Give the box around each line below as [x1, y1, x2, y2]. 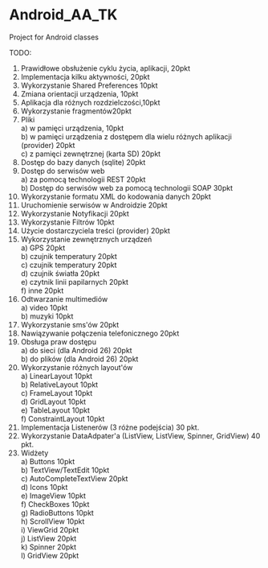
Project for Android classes [9, 32, 99, 42]
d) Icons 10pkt [20, 482, 68, 492]
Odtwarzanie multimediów [20, 294, 108, 303]
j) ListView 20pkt [20, 533, 77, 543]
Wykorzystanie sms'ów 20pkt [20, 319, 120, 329]
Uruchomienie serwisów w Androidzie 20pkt [20, 200, 168, 210]
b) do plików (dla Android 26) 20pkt [20, 354, 139, 364]
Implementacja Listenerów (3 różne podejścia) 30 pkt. [20, 422, 200, 432]
